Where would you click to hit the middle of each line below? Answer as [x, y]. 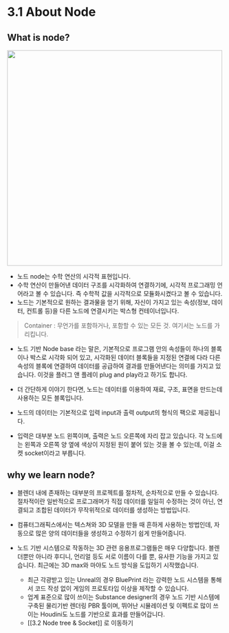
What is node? [39, 38]
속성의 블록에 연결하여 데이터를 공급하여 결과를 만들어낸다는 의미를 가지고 [116, 366]
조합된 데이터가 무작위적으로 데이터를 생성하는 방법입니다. [113, 510]
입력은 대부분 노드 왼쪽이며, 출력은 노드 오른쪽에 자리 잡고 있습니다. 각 [110, 436]
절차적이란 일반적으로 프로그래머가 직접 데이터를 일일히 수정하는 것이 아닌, [116, 501]
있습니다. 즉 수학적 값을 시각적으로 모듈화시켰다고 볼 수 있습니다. [137, 293]
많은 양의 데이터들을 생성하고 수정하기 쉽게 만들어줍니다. [111, 533]
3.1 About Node [52, 12]
